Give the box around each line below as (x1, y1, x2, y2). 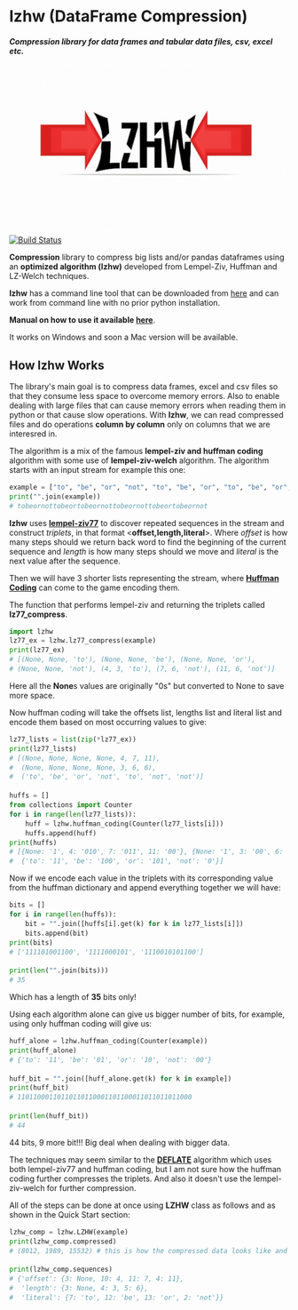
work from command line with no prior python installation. (9, 298, 221, 308)
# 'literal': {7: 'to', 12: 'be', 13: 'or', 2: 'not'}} (9, 1293, 224, 1302)
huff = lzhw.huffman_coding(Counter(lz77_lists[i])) (25, 819, 224, 828)
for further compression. (46, 1182, 137, 1193)
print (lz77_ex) (9, 646, 66, 655)
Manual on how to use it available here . (9, 315, 156, 325)
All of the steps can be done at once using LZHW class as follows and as (9, 1200, 277, 1210)
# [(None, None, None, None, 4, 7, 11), (9, 754, 161, 763)
